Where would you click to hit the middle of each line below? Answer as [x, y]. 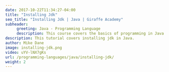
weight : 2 [16, 62]
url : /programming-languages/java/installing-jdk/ [60, 57]
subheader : [17, 24]
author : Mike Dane [25, 43]
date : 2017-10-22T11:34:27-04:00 [40, 10]
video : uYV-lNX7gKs [26, 52]
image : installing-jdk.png [34, 48]
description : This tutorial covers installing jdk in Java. [70, 39]
